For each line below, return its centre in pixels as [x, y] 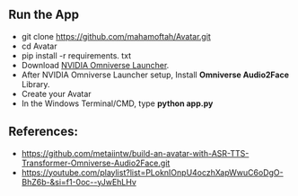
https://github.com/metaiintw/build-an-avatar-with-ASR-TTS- [135, 153]
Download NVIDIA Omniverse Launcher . [95, 65]
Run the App [44, 15]
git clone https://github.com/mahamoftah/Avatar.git [116, 36]
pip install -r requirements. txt [76, 55]
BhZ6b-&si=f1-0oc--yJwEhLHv [79, 182]
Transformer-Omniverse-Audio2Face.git [96, 163]
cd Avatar [39, 46]
